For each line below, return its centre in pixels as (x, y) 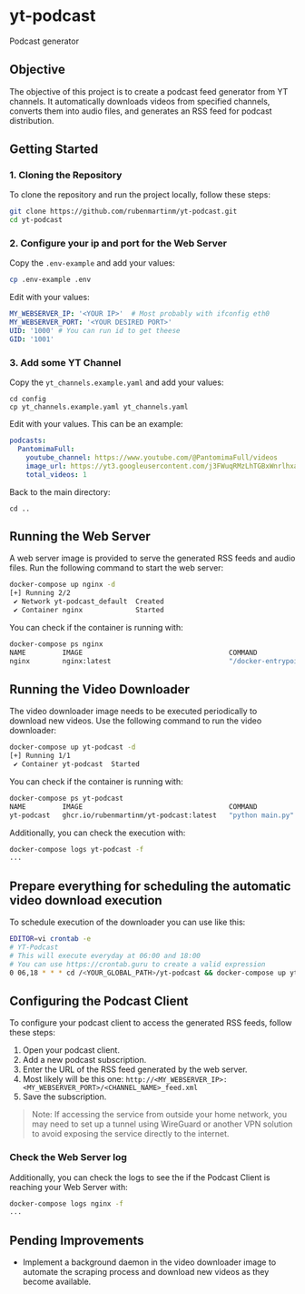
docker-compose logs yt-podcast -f (77, 849)
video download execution (86, 900)
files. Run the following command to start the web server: (117, 568)
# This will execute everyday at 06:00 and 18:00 (105, 955)
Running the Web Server (80, 536)
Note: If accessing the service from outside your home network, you (159, 1115)
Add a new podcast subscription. (84, 1060)
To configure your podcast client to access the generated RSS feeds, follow (151, 1023)
